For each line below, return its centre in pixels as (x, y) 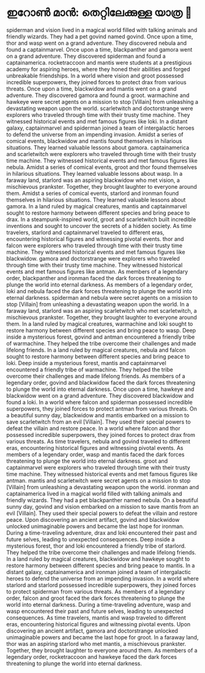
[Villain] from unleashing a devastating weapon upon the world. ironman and (102, 487)
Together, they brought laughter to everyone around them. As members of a (102, 650)
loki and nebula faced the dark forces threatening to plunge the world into (99, 291)
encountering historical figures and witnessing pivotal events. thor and (95, 238)
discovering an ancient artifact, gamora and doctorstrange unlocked (92, 631)
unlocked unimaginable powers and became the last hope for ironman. (95, 526)
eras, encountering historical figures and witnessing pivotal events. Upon (99, 624)
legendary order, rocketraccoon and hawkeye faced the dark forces (92, 656)
